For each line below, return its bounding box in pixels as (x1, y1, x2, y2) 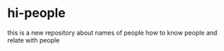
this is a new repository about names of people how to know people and (7, 28, 218, 37)
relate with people (7, 35, 60, 44)
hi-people (7, 5, 66, 21)
